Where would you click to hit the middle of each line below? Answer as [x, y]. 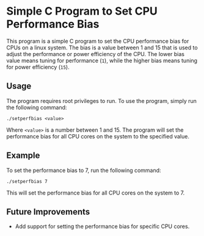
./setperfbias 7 [27, 181]
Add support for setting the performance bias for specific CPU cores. [102, 226]
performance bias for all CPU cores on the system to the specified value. [98, 136]
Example [23, 156]
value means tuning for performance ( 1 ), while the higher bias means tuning [102, 60]
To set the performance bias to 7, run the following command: [84, 170]
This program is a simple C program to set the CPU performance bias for [98, 41]
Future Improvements [48, 212]
